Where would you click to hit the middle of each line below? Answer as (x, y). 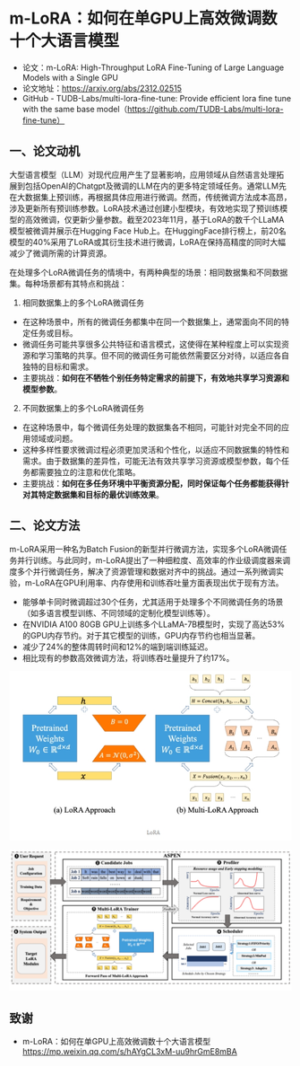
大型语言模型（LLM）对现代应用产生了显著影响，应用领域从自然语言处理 (143, 174)
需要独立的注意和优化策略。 (89, 471)
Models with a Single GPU (70, 77)
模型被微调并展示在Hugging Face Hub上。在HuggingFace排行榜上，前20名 (148, 231)
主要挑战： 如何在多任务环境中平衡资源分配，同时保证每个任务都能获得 (152, 483)
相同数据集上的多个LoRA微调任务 (83, 303)
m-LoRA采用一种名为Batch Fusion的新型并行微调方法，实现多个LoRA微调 (144, 549)
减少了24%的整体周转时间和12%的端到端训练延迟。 (117, 647)
